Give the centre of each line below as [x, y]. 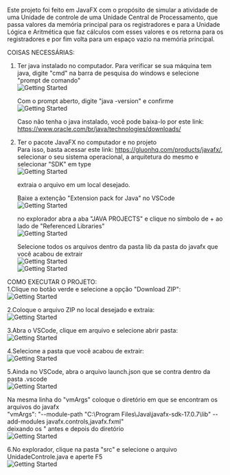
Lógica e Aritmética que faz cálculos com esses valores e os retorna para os [115, 32]
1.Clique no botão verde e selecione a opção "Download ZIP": [94, 289]
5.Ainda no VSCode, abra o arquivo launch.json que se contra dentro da [109, 372]
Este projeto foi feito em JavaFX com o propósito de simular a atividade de [113, 10]
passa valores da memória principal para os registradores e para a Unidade [114, 24]
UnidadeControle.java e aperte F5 [55, 457]
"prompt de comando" [49, 80]
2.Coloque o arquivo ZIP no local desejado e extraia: [81, 310]
